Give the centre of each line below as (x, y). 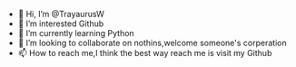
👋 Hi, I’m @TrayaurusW (61, 14)
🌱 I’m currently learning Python (76, 33)
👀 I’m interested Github (61, 24)
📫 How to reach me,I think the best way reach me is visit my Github (145, 53)
